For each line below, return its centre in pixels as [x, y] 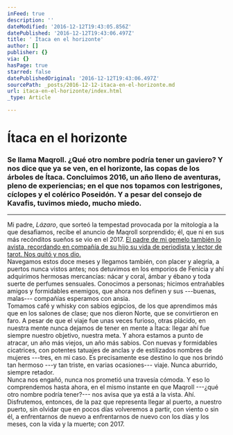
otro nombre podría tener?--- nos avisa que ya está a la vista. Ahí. [101, 395]
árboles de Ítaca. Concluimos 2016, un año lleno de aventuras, [114, 177]
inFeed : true [26, 14]
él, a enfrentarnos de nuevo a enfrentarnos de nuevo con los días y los [108, 417]
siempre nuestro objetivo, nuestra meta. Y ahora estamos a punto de [105, 336]
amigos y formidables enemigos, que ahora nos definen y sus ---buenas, [112, 291]
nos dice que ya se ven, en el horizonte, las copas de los [103, 169]
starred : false [29, 72]
